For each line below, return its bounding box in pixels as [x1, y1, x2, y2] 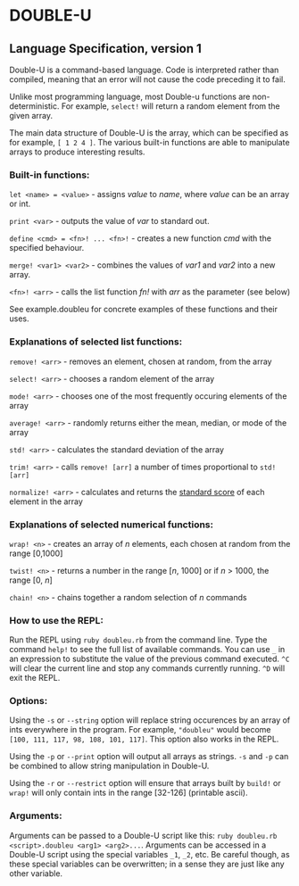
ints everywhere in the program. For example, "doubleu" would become [9, 725, 271, 735]
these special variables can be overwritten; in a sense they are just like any [9, 858, 285, 869]
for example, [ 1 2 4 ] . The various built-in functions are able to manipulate [9, 137, 290, 147]
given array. [9, 111, 54, 120]
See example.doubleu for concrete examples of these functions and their [9, 304, 278, 315]
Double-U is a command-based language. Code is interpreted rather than [9, 64, 279, 75]
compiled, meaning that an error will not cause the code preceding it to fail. [9, 74, 286, 85]
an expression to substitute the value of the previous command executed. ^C [9, 653, 290, 665]
